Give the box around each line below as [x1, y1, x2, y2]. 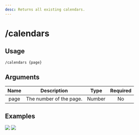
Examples [5, 112, 35, 120]
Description [40, 88, 68, 94]
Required [110, 88, 132, 94]
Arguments [5, 73, 40, 81]
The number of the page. [26, 95, 83, 102]
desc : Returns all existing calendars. [5, 7, 85, 12]
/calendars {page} [5, 60, 42, 65]
